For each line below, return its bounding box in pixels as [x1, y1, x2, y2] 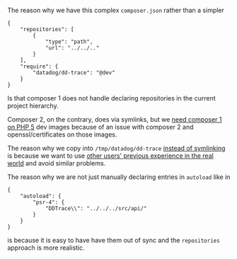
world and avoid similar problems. [7, 159, 106, 167]
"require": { [20, 63, 59, 70]
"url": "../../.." [45, 45, 100, 52]
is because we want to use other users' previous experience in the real [7, 151, 214, 160]
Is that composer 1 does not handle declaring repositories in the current [7, 94, 216, 102]
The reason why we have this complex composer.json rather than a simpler [7, 6, 225, 14]
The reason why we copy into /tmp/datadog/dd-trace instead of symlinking [7, 144, 226, 152]
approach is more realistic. [7, 243, 85, 252]
